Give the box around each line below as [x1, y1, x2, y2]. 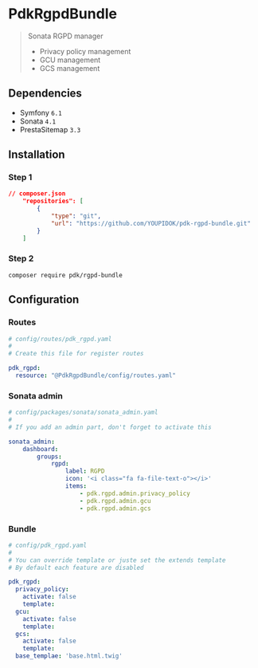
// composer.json [8, 190, 66, 198]
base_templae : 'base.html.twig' [15, 652, 123, 660]
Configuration [8, 293, 80, 307]
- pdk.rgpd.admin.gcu [79, 497, 151, 505]
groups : [37, 452, 62, 461]
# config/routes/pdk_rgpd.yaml [8, 335, 112, 343]
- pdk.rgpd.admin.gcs [79, 504, 151, 513]
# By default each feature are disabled [8, 564, 145, 572]
